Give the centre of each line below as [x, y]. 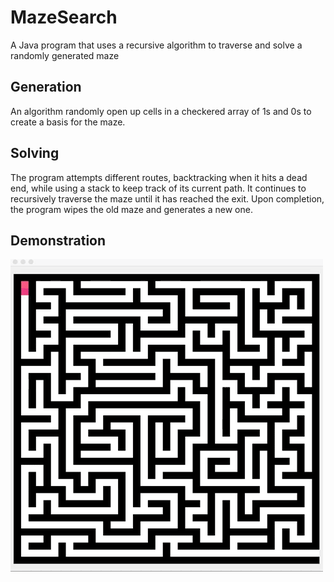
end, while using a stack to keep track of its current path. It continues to [158, 188]
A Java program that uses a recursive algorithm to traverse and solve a [156, 45]
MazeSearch [64, 17]
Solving [35, 153]
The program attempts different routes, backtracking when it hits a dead [159, 177]
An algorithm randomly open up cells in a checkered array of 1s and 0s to [161, 111]
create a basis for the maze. [68, 122]
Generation [46, 87]
